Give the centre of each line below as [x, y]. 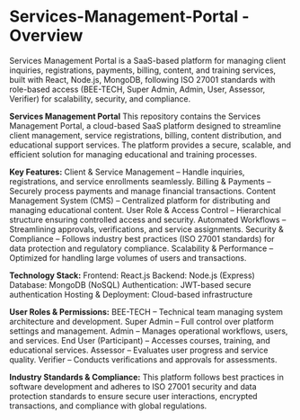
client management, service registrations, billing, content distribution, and [146, 135]
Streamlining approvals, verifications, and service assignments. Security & [147, 229]
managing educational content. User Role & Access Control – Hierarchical [145, 210]
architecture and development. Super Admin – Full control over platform [141, 321]
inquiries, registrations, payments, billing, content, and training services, [143, 70]
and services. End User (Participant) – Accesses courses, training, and [140, 340]
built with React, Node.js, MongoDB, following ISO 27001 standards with [142, 79]
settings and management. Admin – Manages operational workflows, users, [149, 331]
